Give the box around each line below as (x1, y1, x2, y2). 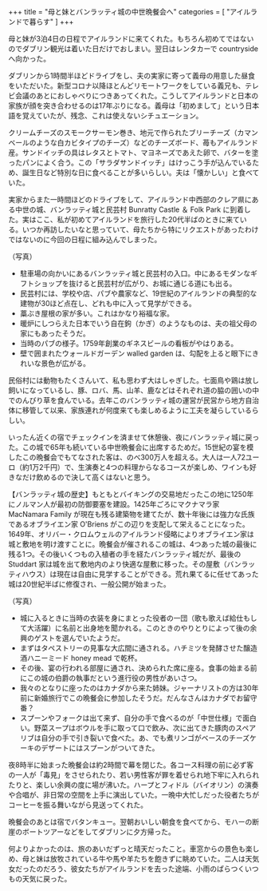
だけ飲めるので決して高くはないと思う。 (22, 472, 155, 482)
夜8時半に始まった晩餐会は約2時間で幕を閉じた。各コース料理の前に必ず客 (8, 760, 253, 770)
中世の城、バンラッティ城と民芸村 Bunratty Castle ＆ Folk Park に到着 (14, 205, 245, 214)
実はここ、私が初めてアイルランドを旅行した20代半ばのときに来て (22, 215, 241, 224)
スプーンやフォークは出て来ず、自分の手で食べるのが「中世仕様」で (19, 714, 243, 722)
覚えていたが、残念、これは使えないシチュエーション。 (22, 111, 203, 120)
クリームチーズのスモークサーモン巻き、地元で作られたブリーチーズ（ (8, 128, 238, 137)
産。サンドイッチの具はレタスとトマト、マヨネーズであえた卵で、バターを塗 (8, 148, 259, 157)
